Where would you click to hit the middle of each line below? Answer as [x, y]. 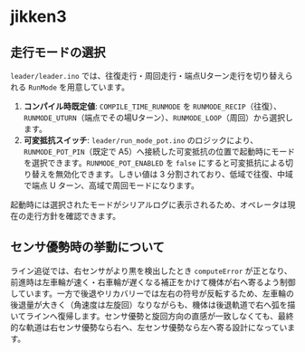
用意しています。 [98, 87]
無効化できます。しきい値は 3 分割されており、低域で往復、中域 [174, 174]
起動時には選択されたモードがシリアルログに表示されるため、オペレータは [149, 205]
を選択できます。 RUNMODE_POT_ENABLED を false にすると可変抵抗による [154, 163]
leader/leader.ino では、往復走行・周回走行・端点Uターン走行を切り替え [148, 76]
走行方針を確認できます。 [73, 216]
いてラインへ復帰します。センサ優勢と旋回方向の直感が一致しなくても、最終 [152, 316]
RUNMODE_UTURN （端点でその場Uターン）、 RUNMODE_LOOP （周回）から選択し [158, 118]
